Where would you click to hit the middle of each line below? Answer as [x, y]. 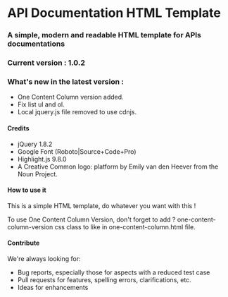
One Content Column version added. [71, 97]
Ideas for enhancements [53, 287]
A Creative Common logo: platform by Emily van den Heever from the [118, 166]
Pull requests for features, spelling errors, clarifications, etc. [104, 279]
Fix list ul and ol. [41, 104]
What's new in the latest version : [66, 81]
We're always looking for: [44, 258]
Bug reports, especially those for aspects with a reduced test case [114, 272]
